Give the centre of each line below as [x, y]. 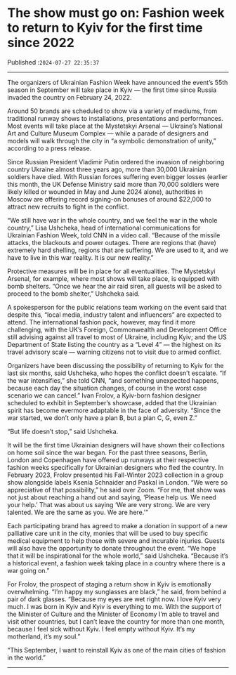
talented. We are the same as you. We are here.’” [78, 512]
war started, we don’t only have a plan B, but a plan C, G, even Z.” [103, 418]
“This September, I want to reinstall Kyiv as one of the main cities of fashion [117, 650]
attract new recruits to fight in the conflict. [68, 207]
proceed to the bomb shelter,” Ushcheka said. [74, 294]
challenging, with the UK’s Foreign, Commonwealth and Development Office [117, 329]
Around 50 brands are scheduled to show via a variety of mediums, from [112, 111]
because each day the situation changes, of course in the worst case [107, 388]
